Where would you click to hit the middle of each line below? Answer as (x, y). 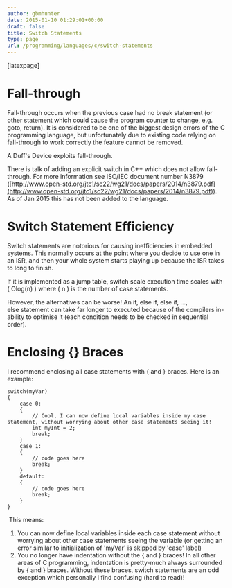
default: (32, 476)
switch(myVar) (28, 391)
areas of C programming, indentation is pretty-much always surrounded (120, 562)
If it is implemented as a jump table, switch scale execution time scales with (115, 281)
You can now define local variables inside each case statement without (118, 533)
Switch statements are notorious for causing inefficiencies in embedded (110, 245)
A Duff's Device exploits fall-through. (60, 155)
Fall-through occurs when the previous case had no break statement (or (110, 112)
